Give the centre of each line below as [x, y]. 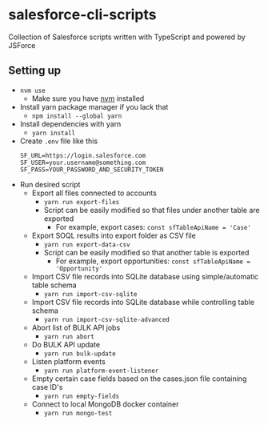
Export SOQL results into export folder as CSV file [114, 235]
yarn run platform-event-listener [101, 371]
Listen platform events [68, 361]
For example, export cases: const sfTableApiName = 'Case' [154, 227]
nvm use [32, 90]
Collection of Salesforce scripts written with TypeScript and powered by [127, 37]
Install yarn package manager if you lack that [94, 106]
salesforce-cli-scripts [82, 15]
